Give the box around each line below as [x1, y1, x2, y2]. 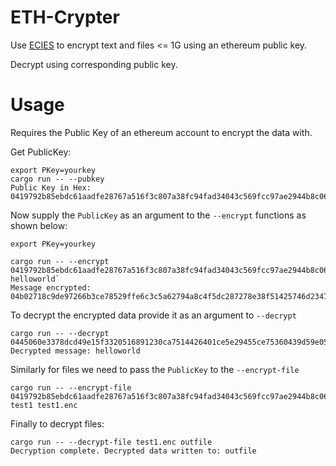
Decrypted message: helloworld [10, 346, 141, 356]
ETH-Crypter [10, 6, 120, 29]
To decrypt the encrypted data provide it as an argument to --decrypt [10, 309, 297, 321]
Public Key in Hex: [10, 182, 92, 193]
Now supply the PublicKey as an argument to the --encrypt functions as [10, 209, 307, 221]
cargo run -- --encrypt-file [10, 382, 132, 393]
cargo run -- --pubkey [10, 174, 105, 184]
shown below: [10, 219, 68, 231]
